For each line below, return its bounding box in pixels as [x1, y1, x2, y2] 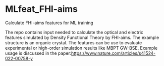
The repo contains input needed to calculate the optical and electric [5, 29, 144, 35]
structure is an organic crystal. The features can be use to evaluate [5, 39, 142, 45]
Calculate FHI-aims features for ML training [5, 20, 94, 26]
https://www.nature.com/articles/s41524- [71, 50, 156, 56]
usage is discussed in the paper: [5, 50, 72, 56]
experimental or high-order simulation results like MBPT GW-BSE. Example [5, 45, 158, 51]
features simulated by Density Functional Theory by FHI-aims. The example [5, 34, 160, 40]
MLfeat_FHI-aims [5, 3, 78, 15]
